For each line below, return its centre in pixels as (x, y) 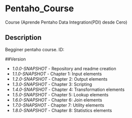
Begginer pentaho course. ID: (35, 49)
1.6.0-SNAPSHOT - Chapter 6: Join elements (57, 100)
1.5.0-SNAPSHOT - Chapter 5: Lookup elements (60, 94)
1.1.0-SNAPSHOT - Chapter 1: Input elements (57, 74)
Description (23, 38)
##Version (15, 59)
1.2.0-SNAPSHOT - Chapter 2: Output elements (60, 79)
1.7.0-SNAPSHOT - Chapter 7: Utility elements (58, 105)
